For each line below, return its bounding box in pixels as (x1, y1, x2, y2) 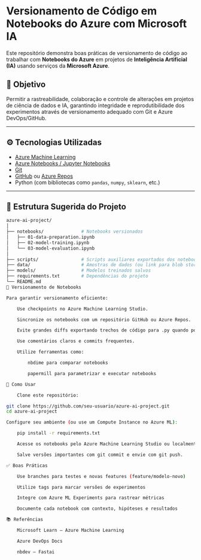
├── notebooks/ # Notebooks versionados (6, 229, 144, 235)
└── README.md (6, 279, 42, 285)
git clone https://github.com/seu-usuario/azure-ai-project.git (6, 403, 170, 409)
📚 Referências (6, 516, 44, 523)
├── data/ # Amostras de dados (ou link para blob (6, 262, 184, 268)
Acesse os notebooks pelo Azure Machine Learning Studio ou (17, 441, 170, 447)
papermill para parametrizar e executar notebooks (28, 370, 157, 376)
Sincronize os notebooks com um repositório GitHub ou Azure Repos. (17, 316, 191, 322)
